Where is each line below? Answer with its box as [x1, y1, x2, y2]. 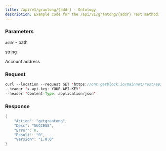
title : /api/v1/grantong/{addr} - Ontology [5, 7, 96, 12]
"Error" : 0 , [14, 128, 39, 133]
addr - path [5, 39, 28, 45]
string [5, 49, 17, 55]
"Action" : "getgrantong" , [14, 118, 68, 123]
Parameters [5, 28, 34, 35]
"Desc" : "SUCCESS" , [14, 123, 54, 128]
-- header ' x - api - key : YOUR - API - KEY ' [5, 86, 81, 91]
